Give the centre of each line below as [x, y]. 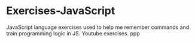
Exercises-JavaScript [61, 11]
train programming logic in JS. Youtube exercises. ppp [73, 33]
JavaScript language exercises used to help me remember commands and [98, 27]
